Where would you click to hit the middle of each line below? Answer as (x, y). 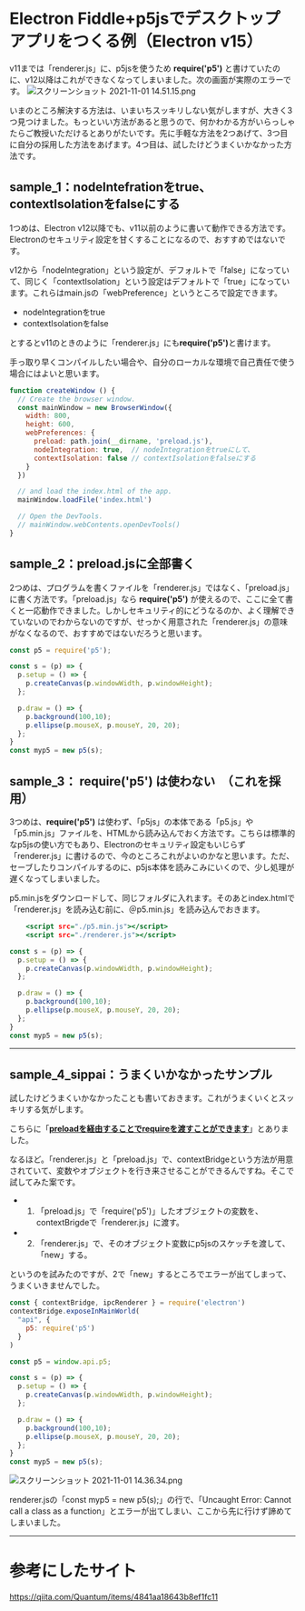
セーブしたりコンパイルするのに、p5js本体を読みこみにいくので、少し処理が (152, 867)
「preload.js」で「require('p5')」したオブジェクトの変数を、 (149, 1211)
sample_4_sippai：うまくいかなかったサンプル (141, 1074)
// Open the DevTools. (60, 516)
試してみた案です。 (45, 1182)
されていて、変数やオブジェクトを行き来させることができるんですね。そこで (152, 1171)
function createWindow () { (63, 390)
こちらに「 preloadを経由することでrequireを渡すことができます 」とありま (149, 1129)
